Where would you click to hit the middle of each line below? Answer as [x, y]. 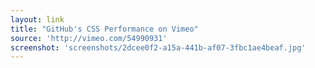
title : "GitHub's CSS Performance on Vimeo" [104, 29]
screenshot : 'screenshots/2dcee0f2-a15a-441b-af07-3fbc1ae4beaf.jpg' [158, 47]
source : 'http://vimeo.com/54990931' [89, 38]
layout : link [37, 19]
